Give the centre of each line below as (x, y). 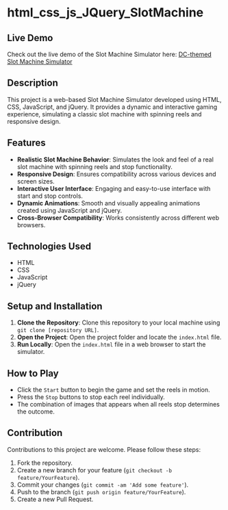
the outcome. (36, 411)
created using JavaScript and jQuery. (69, 210)
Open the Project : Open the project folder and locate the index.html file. (119, 337)
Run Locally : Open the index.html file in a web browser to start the (112, 344)
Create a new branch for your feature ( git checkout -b (94, 470)
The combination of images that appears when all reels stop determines (118, 405)
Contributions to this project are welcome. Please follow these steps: (104, 449)
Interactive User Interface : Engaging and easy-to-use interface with (114, 188)
